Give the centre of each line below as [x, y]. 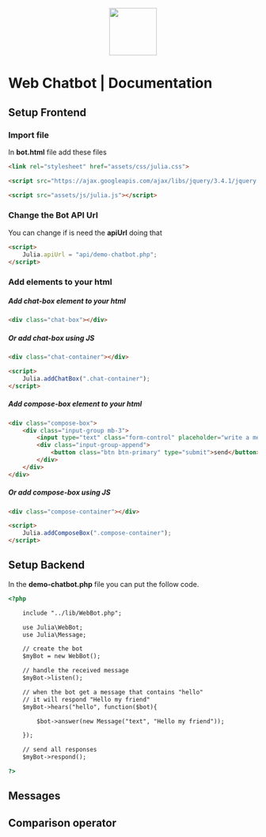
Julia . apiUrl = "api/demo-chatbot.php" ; [90, 254]
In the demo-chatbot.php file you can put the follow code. [104, 584]
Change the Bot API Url [53, 215]
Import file [28, 134]
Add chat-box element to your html [67, 301]
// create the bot [53, 649]
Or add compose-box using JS [59, 492]
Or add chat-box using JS [51, 338]
